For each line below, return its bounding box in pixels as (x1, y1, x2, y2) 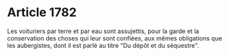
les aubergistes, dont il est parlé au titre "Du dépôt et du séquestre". (7, 41, 200, 49)
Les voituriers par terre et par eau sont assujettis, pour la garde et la (7, 27, 200, 35)
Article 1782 (7, 5, 77, 20)
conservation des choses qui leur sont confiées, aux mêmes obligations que (7, 34, 223, 42)
